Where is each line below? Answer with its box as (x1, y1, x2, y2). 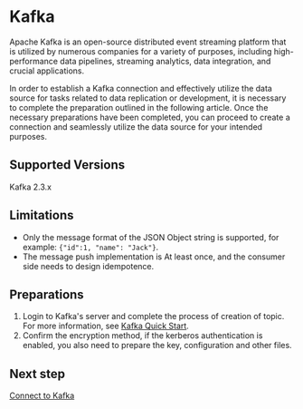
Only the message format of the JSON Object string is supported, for (22, 231, 279, 242)
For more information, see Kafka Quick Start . (22, 320, 190, 332)
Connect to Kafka (9, 390, 75, 401)
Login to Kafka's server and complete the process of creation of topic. (22, 311, 285, 322)
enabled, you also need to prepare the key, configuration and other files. (22, 340, 292, 351)
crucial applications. (9, 65, 84, 76)
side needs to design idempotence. (22, 260, 155, 271)
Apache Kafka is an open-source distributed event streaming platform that (9, 36, 287, 47)
